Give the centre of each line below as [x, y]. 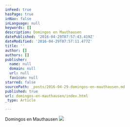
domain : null [23, 69]
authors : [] [17, 55]
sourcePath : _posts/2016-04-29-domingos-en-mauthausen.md [65, 87]
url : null [19, 73]
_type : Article [20, 101]
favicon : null [24, 78]
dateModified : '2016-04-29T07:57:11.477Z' [49, 42]
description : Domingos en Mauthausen [43, 32]
